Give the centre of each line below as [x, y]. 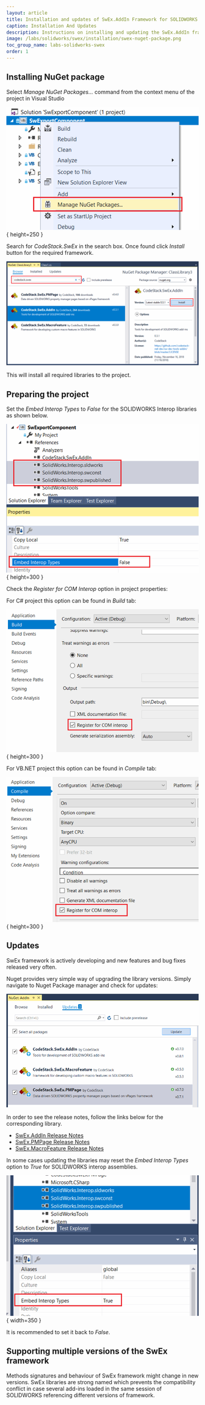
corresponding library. [34, 1124]
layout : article [27, 13]
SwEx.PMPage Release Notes [52, 1142]
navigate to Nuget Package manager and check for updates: [82, 985]
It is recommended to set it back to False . [58, 1332]
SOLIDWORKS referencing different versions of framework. [81, 1395]
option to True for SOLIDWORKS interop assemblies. [72, 1167]
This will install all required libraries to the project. [69, 375]
